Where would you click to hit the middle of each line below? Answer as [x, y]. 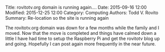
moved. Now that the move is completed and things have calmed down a [81, 33]
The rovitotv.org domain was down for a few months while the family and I [82, 28]
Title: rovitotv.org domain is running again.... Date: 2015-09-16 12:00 [76, 7]
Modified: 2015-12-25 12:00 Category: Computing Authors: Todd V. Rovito [82, 13]
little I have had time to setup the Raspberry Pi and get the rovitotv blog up [82, 38]
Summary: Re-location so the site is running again [57, 18]
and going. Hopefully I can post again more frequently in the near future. [81, 44]
